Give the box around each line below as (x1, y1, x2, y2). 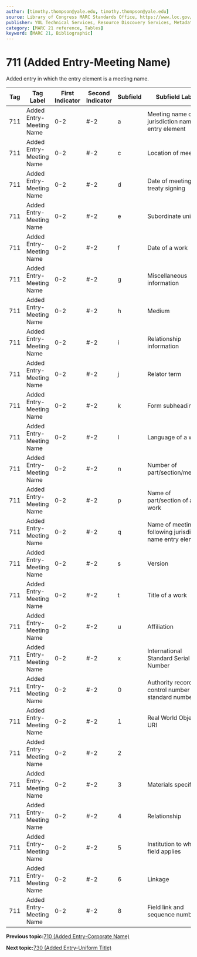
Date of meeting (147, 177, 192, 185)
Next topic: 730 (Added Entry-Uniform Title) (6, 944, 112, 952)
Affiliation (147, 623, 174, 631)
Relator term (147, 370, 182, 378)
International (147, 647, 182, 655)
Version (147, 559, 169, 568)
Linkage (147, 875, 169, 884)
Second (87, 89, 110, 98)
